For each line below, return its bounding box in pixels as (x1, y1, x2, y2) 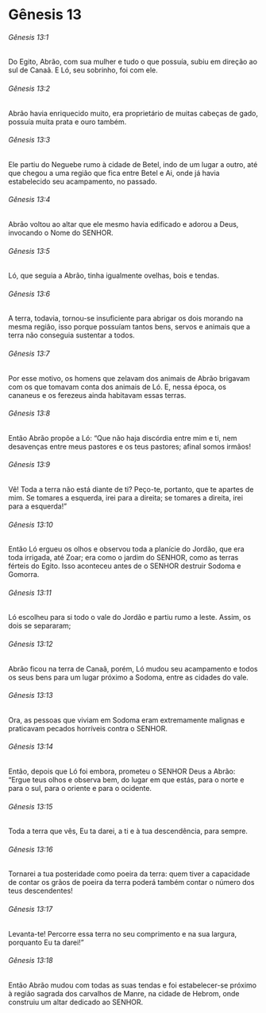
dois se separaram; (8, 621, 71, 630)
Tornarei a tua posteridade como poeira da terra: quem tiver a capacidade (8, 869, 251, 879)
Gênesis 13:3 (8, 135, 50, 145)
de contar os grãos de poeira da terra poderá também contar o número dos (8, 878, 255, 887)
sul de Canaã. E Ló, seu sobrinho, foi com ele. (8, 65, 159, 75)
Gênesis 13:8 (8, 408, 50, 419)
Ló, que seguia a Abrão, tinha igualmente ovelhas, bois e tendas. (8, 271, 220, 280)
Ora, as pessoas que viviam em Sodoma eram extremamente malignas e (8, 715, 245, 725)
